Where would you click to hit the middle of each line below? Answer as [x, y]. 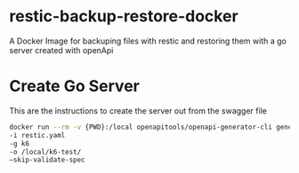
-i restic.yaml [37, 135]
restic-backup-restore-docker [124, 16]
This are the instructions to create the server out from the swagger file [138, 110]
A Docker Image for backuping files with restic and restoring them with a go [148, 41]
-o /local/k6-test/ [45, 152]
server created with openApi [61, 50]
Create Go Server [74, 86]
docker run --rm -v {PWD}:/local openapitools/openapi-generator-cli [141, 127]
